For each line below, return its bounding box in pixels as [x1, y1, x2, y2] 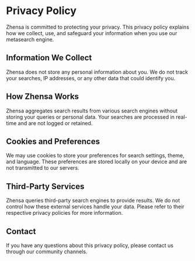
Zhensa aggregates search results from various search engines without [6, 107, 178, 114]
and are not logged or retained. [18, 119, 93, 126]
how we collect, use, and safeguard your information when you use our [6, 29, 177, 36]
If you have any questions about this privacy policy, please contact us [6, 242, 174, 249]
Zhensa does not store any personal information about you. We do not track [6, 68, 189, 75]
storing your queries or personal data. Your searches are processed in [6, 113, 175, 121]
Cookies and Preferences [6, 136, 100, 146]
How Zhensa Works [6, 92, 79, 102]
